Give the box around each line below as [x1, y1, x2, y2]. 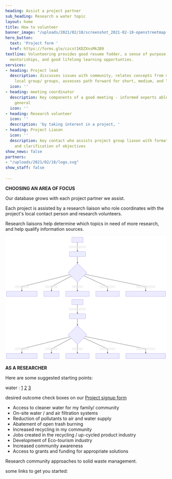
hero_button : [5, 35, 33, 41]
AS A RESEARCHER [5, 365, 48, 371]
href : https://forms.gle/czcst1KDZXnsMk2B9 [10, 46, 104, 51]
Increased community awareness [12, 443, 83, 449]
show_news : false [5, 149, 42, 154]
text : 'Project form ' [10, 41, 58, 46]
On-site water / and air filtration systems [12, 410, 98, 416]
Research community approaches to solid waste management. [5, 458, 137, 464]
